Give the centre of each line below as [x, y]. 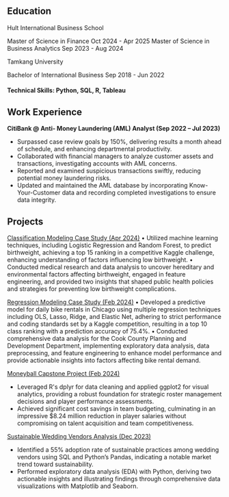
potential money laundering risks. [64, 178]
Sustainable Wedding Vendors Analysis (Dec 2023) [79, 437]
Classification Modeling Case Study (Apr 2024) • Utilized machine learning [113, 238]
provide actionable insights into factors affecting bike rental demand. [104, 360]
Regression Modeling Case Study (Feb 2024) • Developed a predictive [106, 302]
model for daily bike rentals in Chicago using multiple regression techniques [114, 309]
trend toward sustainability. [55, 464]
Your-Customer [39, 193]
